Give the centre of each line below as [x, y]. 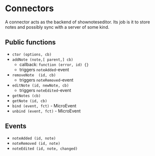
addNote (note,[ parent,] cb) [43, 60]
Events [16, 126]
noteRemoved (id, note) [36, 143]
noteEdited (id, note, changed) [45, 149]
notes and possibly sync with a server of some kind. [57, 27]
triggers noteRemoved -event [46, 80]
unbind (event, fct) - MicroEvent [46, 111]
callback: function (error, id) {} [54, 64]
